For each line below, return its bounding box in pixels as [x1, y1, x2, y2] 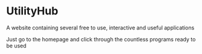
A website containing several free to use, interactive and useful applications [6, 24, 195, 31]
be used [6, 42, 27, 49]
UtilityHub [6, 4, 58, 18]
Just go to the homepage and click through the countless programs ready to [6, 35, 196, 43]
